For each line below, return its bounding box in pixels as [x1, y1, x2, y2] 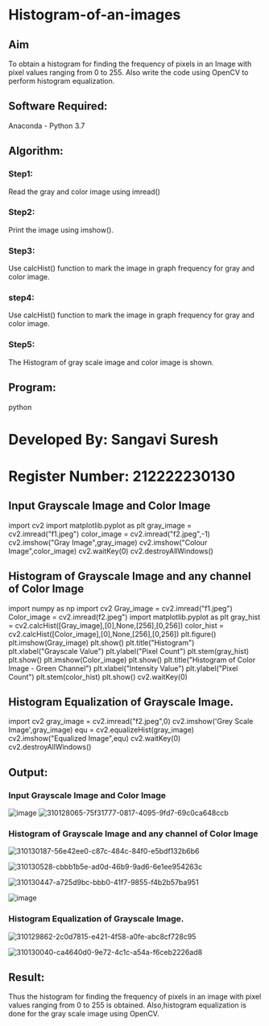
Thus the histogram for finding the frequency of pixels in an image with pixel [8, 992, 262, 1002]
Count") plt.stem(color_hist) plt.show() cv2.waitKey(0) [8, 672, 188, 681]
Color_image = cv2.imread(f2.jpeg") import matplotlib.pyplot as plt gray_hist [8, 612, 261, 622]
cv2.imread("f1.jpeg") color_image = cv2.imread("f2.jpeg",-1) [8, 529, 211, 539]
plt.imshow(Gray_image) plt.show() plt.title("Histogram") [8, 638, 195, 647]
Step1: [8, 168, 34, 180]
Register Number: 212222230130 [8, 467, 236, 485]
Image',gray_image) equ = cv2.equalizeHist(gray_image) [8, 725, 195, 734]
